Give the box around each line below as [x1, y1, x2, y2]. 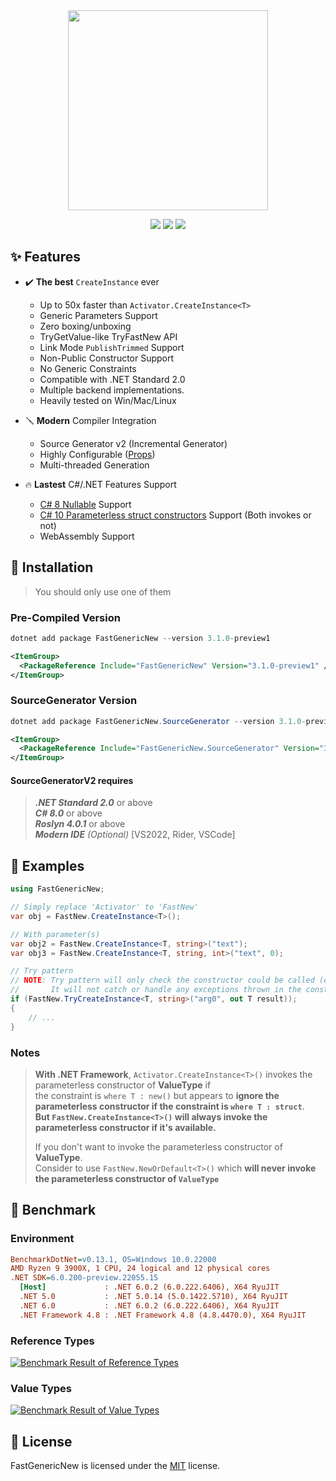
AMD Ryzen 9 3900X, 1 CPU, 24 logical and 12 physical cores [10, 1264, 271, 1274]
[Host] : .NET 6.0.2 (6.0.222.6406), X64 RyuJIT [19, 1282, 280, 1293]
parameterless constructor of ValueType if [34, 1079, 212, 1091]
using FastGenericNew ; [10, 884, 105, 894]
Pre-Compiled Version [10, 610, 121, 624]
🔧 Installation [10, 559, 94, 576]
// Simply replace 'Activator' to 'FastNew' [10, 902, 199, 913]
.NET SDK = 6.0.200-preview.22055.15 [10, 1273, 159, 1283]
